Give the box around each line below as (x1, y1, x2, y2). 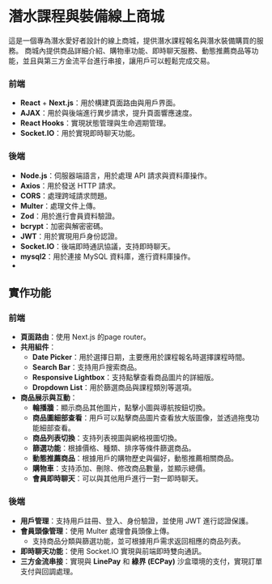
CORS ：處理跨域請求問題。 (19, 191, 112, 201)
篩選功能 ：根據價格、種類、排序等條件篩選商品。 (32, 443, 196, 453)
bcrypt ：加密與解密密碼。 (19, 221, 108, 231)
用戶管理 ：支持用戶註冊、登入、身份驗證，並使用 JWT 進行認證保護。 (19, 515, 253, 526)
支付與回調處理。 (19, 566, 78, 576)
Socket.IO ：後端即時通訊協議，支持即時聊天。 (19, 241, 176, 251)
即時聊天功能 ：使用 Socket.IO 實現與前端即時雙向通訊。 (19, 546, 206, 556)
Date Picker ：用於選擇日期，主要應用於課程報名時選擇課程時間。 (32, 353, 249, 362)
